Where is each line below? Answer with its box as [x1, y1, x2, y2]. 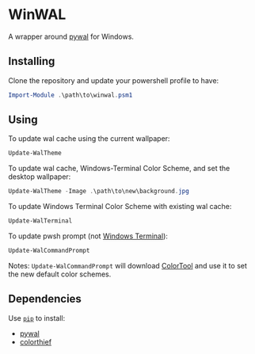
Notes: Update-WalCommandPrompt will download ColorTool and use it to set [8, 261, 248, 270]
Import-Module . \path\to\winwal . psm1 [8, 91, 133, 99]
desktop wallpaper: [8, 172, 71, 181]
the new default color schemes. [8, 269, 112, 279]
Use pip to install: [8, 313, 66, 322]
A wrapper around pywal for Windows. [8, 32, 135, 41]
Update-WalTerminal [8, 217, 73, 225]
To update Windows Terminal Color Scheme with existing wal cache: [8, 202, 232, 211]
